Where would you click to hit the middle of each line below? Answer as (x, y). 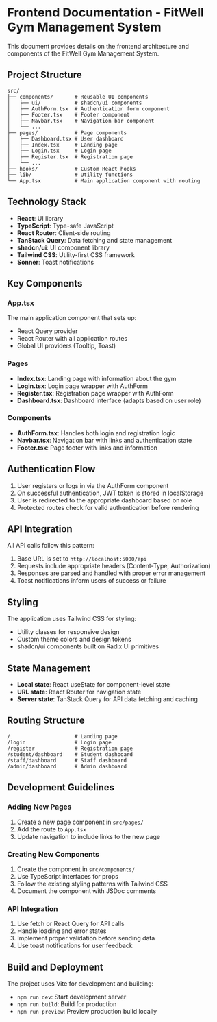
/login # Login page (59, 742)
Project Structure (44, 75)
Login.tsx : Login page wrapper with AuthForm (82, 386)
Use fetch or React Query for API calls (71, 924)
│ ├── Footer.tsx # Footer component (68, 114)
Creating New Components (53, 854)
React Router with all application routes (72, 339)
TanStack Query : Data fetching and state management (94, 240)
